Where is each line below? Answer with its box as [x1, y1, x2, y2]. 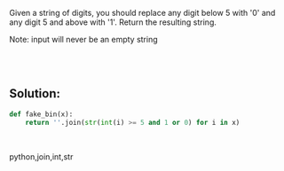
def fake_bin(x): [9, 110, 74, 119]
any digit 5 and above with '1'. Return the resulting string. [9, 17, 217, 27]
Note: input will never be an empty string [9, 35, 158, 44]
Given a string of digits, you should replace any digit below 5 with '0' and [9, 8, 276, 18]
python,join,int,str [9, 151, 74, 162]
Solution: [9, 86, 60, 101]
